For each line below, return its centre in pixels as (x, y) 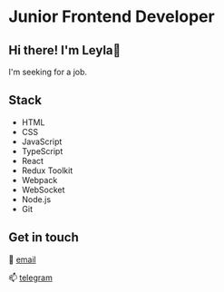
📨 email (23, 259)
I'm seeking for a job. (48, 72)
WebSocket (43, 190)
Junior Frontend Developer (112, 17)
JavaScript (42, 141)
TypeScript (42, 151)
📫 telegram (31, 277)
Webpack (39, 180)
